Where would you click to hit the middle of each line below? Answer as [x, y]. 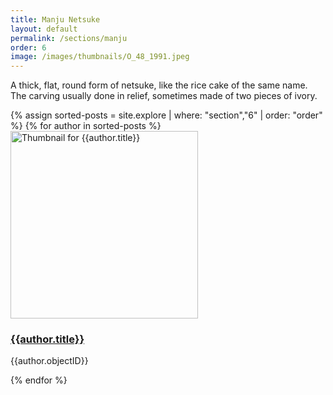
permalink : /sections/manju [69, 38]
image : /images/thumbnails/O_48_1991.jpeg [100, 57]
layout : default [44, 29]
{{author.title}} [47, 339]
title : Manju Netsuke [55, 19]
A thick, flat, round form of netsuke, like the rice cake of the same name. [159, 85]
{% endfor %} [39, 380]
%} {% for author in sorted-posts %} [86, 126]
